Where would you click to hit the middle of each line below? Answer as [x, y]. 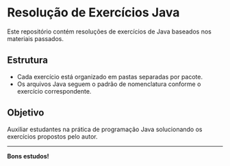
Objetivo [26, 113]
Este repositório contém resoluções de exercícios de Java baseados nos [110, 31]
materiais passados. [35, 38]
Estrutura [28, 60]
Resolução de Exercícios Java [93, 13]
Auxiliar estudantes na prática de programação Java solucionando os [105, 129]
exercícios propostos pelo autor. [52, 136]
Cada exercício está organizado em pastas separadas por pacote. [110, 77]
